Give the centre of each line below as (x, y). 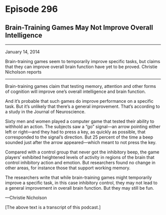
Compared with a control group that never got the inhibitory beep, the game (82, 152)
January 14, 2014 (22, 52)
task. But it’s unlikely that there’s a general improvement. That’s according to (83, 106)
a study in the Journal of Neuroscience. (45, 112)
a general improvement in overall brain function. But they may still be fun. (80, 188)
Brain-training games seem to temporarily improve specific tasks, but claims (83, 61)
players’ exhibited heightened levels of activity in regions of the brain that (80, 157)
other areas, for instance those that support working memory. (68, 168)
